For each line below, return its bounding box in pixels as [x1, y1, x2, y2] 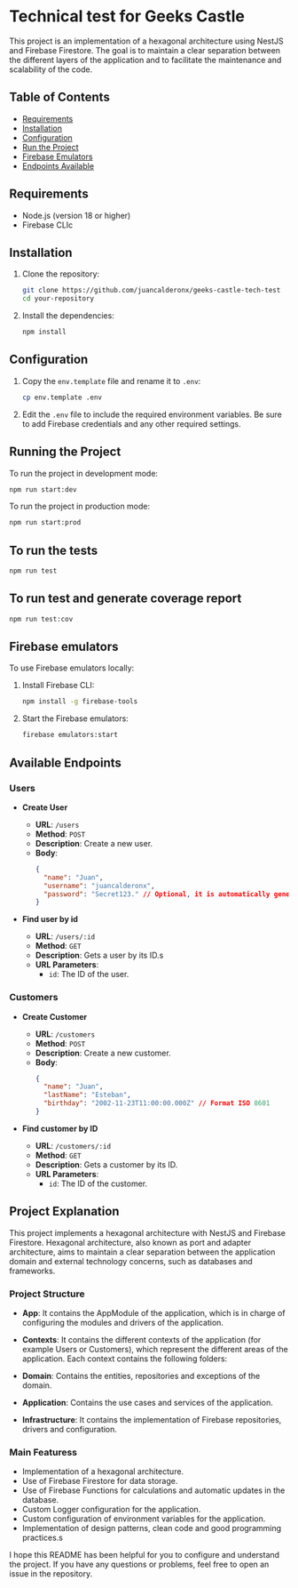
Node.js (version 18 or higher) [21, 210, 131, 221]
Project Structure [9, 1287, 85, 1300]
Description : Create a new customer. [35, 1047, 171, 1058]
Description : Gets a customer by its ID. [35, 1159, 178, 1170]
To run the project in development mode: [9, 468, 158, 478]
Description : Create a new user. [35, 838, 153, 848]
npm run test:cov [9, 614, 74, 623]
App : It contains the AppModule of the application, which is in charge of [21, 1308, 286, 1319]
